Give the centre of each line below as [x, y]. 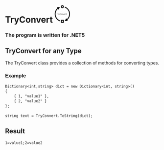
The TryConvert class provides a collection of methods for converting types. [82, 63]
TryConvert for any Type [43, 51]
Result [15, 131]
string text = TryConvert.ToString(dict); [49, 116]
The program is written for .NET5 [45, 35]
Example [16, 75]
